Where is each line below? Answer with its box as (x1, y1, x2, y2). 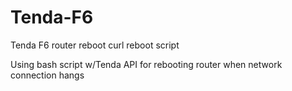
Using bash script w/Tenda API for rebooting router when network (10, 58, 283, 70)
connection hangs (10, 69, 85, 81)
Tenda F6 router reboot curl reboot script (10, 39, 180, 51)
